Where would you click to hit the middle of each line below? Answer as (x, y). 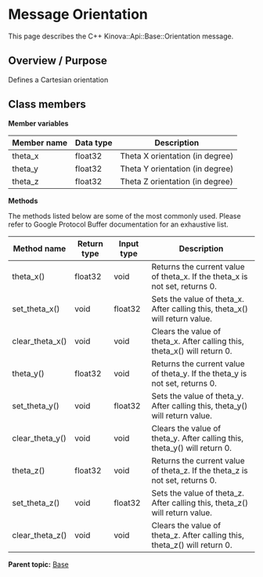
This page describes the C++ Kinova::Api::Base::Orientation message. (121, 36)
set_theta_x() (36, 309)
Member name (40, 143)
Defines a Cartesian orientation (58, 79)
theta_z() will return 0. (192, 545)
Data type (94, 143)
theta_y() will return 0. (192, 448)
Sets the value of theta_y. (198, 396)
